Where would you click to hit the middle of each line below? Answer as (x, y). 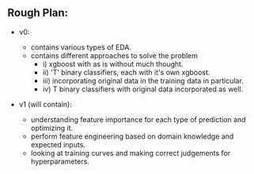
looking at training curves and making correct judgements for (131, 153)
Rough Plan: (38, 13)
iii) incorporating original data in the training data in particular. (143, 80)
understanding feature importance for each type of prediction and (138, 119)
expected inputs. (58, 144)
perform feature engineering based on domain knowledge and (132, 136)
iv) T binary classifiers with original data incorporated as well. (143, 89)
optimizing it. (52, 128)
